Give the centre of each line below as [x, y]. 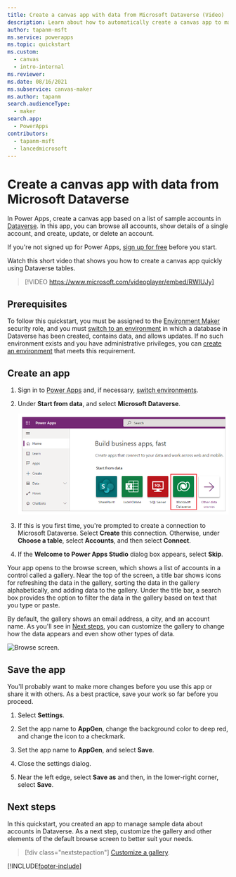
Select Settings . [41, 715]
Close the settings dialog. [54, 764]
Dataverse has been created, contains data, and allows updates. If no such [115, 336]
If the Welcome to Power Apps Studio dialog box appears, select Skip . [120, 554]
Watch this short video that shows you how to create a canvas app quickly [115, 261]
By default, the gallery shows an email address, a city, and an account [109, 619]
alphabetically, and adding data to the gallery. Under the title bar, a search [114, 591]
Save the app [37, 670]
